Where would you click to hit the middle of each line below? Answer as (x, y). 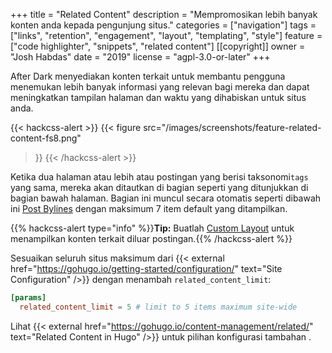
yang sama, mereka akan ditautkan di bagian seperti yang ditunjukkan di (159, 187)
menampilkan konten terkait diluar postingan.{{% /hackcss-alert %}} (151, 238)
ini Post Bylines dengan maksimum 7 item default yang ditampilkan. (149, 208)
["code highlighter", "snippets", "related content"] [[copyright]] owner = (158, 46)
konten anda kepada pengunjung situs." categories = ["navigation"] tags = (163, 25)
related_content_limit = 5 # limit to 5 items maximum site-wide (158, 307)
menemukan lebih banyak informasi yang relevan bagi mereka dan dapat (160, 87)
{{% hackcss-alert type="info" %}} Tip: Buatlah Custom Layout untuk (152, 228)
